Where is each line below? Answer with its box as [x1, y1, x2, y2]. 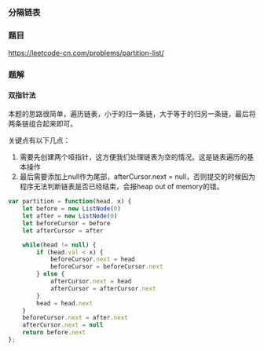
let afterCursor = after [22, 226, 104, 235]
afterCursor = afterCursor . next [49, 284, 156, 292]
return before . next [22, 328, 86, 337]
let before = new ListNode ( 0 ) [22, 205, 122, 213]
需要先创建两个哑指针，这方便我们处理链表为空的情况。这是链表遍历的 [19, 152, 247, 162]
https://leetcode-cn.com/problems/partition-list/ [8, 49, 164, 58]
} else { [36, 270, 65, 278]
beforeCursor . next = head [49, 255, 135, 264]
